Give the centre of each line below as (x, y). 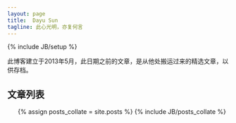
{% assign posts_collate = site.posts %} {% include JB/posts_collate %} (122, 112)
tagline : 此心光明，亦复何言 (45, 27)
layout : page (26, 14)
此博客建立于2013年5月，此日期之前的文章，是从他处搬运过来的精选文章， (115, 61)
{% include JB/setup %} (42, 47)
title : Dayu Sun (33, 20)
